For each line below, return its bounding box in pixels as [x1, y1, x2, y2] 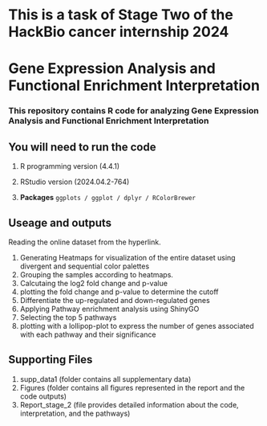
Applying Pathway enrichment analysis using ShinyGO [19, 304, 200, 313]
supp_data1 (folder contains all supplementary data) [19, 374, 192, 383]
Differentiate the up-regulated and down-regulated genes [19, 295, 210, 305]
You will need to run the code [8, 140, 156, 154]
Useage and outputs [8, 215, 112, 230]
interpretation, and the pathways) [19, 408, 131, 418]
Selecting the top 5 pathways [19, 312, 117, 322]
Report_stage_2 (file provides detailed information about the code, [19, 399, 239, 409]
